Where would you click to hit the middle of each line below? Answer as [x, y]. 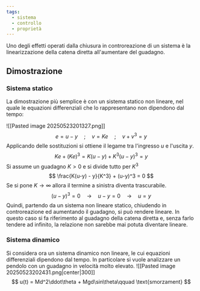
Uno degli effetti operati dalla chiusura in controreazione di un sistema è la [98, 46]
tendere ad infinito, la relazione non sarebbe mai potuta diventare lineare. [97, 224]
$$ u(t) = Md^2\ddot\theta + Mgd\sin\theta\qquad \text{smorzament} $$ [101, 281]
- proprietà [27, 29]
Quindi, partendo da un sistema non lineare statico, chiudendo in [86, 205]
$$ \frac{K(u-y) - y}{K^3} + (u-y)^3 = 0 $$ [101, 176]
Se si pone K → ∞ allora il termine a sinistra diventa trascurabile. [86, 185]
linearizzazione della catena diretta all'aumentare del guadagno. [86, 52]
